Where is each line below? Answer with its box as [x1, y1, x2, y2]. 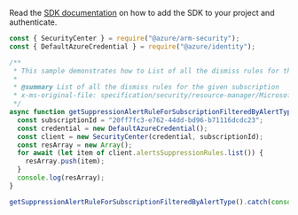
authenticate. [9, 17, 58, 27]
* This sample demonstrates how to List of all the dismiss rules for [12, 66, 279, 75]
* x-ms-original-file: [12, 91, 98, 100]
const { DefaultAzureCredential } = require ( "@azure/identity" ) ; [9, 42, 255, 51]
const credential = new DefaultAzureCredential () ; [17, 124, 208, 133]
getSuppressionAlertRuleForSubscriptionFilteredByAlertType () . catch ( [9, 197, 272, 206]
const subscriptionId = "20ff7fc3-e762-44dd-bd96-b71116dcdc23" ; [17, 115, 264, 125]
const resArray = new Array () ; [17, 141, 133, 150]
